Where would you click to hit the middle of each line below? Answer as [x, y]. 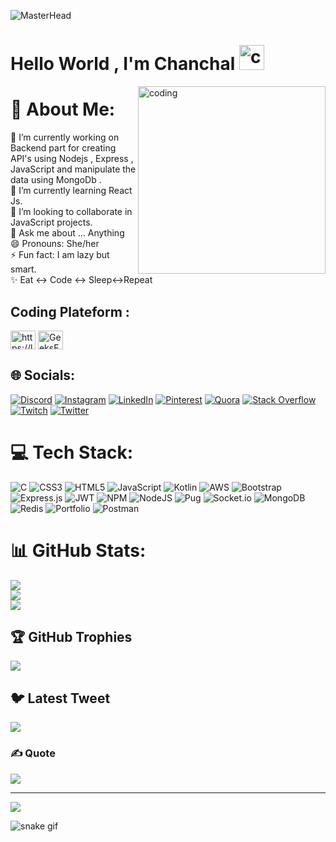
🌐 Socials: [43, 375]
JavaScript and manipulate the [73, 169]
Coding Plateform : [70, 311]
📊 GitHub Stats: [78, 550]
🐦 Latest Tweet [60, 698]
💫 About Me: [63, 109]
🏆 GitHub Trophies [71, 637]
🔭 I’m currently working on [65, 137]
